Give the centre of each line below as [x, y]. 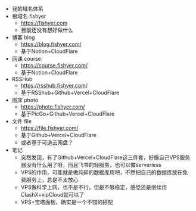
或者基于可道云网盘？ [47, 142]
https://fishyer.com [44, 23]
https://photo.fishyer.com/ [53, 107]
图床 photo [25, 100]
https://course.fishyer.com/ [54, 65]
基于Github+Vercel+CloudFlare [59, 135]
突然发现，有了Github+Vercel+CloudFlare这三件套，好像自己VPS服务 [105, 157]
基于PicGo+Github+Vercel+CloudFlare [68, 114]
